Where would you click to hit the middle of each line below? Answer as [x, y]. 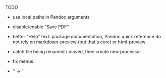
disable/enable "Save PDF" [41, 27]
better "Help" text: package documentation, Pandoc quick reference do [87, 36]
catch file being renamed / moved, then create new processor [77, 52]
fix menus [23, 61]
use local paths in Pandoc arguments [51, 17]
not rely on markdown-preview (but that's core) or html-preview [79, 42]
